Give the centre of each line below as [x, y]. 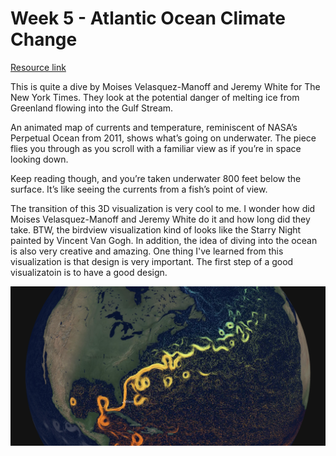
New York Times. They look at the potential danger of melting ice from [155, 97]
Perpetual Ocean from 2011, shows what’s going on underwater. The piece [163, 138]
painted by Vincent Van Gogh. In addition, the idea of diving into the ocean [164, 240]
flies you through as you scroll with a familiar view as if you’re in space [156, 148]
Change [44, 39]
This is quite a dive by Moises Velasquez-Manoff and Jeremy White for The [165, 86]
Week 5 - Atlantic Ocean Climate [148, 18]
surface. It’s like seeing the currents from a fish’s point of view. [139, 189]
